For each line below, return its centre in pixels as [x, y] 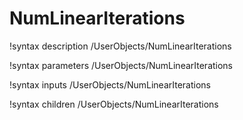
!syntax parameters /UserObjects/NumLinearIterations [121, 65]
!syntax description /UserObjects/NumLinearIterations [120, 46]
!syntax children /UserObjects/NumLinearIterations [114, 104]
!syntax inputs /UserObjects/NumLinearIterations [110, 84]
